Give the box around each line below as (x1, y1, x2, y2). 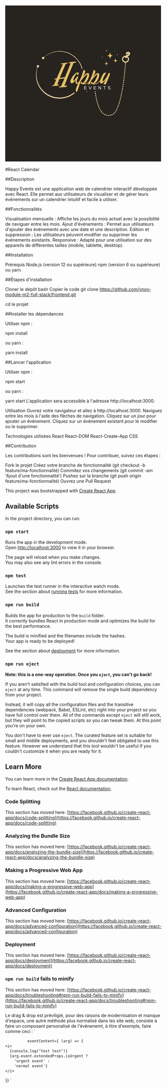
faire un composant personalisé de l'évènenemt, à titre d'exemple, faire (5, 1023, 152, 1029)
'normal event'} (14, 1064, 48, 1069)
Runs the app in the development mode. (5, 540, 87, 545)
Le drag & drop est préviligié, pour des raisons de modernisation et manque (5, 1012, 161, 1018)
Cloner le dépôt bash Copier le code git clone (5, 286, 99, 292)
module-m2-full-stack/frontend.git (5, 291, 76, 297)
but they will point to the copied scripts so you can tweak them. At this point (5, 717, 161, 723)
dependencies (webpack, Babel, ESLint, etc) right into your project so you (5, 707, 157, 713)
